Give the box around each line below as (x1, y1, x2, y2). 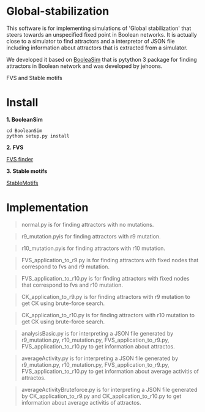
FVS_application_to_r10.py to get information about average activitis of (21, 367, 199, 375)
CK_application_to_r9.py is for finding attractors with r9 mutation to (21, 293, 191, 300)
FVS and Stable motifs (6, 74, 62, 81)
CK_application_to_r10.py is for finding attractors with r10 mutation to (21, 311, 195, 318)
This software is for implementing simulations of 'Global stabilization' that (6, 24, 192, 32)
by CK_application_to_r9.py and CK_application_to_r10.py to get (21, 392, 182, 400)
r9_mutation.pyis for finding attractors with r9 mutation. (21, 232, 161, 240)
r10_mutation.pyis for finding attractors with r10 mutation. (21, 245, 166, 252)
